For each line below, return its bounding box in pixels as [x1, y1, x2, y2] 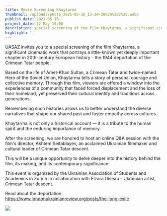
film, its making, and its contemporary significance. [5, 161, 110, 166]
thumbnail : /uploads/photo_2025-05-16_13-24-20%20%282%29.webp [5, 12, 139, 17]
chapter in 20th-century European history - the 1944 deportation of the [5, 55, 151, 60]
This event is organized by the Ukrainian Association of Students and [5, 170, 147, 176]
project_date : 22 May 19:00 [5, 21, 64, 26]
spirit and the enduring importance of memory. [5, 126, 101, 132]
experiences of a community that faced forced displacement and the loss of [5, 85, 161, 91]
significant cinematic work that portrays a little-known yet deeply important [5, 49, 160, 55]
